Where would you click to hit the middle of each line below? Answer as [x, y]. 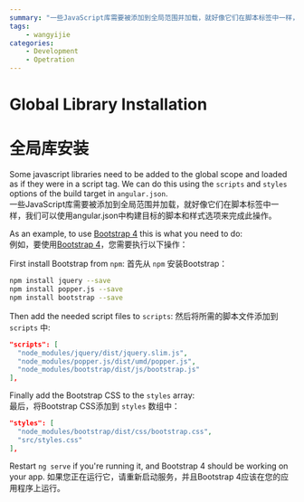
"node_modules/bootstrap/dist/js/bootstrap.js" [109, 370]
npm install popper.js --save [66, 289]
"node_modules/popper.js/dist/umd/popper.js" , [107, 361]
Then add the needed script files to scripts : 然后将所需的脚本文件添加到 [144, 316]
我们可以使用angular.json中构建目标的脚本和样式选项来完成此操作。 [151, 216]
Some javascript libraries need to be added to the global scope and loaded [148, 175]
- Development [52, 52]
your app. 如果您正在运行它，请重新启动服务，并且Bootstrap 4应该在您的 [145, 477]
